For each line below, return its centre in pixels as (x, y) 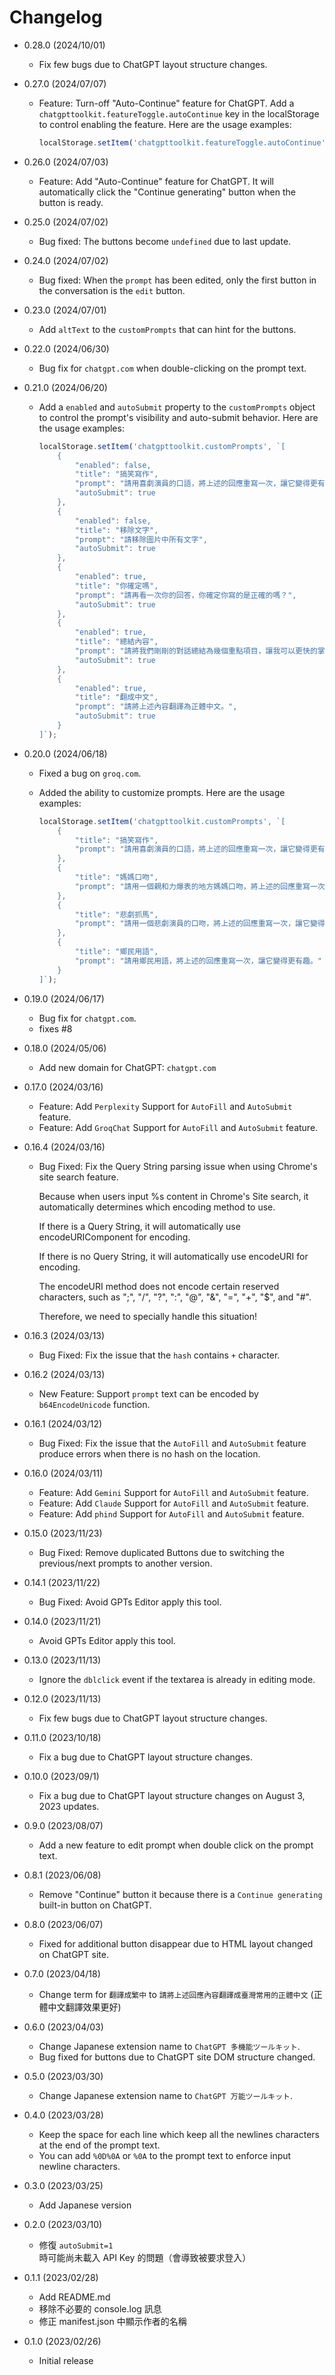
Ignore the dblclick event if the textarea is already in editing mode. (177, 1679)
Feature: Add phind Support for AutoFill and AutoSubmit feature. (171, 1513)
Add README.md (74, 2297)
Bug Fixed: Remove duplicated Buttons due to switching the (161, 1552)
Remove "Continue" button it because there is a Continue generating (180, 1894)
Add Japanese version (85, 2205)
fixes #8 (55, 1028)
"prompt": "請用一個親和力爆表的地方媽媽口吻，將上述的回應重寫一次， (203, 886)
